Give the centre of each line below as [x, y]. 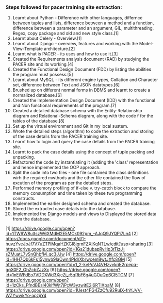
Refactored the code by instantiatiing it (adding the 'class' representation [85, 162]
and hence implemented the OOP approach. [57, 168]
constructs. [24, 199]
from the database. [32, 219]
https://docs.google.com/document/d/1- [46, 239]
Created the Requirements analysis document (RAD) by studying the [81, 59]
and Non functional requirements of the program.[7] [64, 105]
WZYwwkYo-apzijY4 [26, 296]
